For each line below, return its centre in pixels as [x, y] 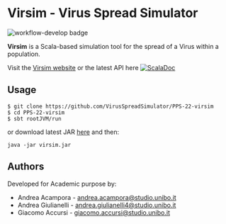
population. [24, 54]
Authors [26, 167]
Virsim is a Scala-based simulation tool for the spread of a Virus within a [113, 46]
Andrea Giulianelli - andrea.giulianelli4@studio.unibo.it [97, 205]
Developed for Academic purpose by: [62, 184]
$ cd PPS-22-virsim [36, 112]
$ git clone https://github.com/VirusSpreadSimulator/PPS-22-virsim [111, 106]
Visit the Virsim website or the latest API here [73, 67]
